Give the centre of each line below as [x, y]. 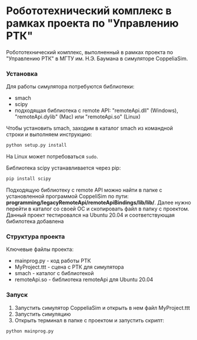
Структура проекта [36, 236]
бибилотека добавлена [35, 221]
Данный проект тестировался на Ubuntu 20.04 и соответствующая [91, 215]
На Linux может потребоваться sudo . [52, 157]
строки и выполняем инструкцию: [49, 134]
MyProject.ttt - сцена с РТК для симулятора [69, 267]
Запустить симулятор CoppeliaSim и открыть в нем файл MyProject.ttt [102, 308]
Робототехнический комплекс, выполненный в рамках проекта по [90, 52]
